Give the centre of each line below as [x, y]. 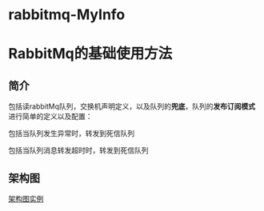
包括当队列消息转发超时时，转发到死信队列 [78, 150]
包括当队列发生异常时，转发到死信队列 [71, 133]
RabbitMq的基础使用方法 [90, 54]
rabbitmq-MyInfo [67, 15]
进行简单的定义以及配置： [50, 117]
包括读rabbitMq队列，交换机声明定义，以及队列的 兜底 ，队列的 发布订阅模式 [132, 106]
